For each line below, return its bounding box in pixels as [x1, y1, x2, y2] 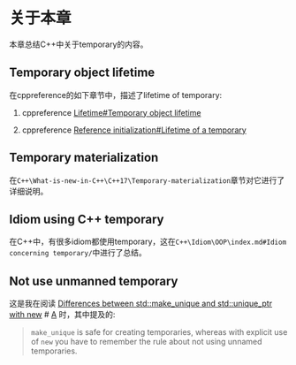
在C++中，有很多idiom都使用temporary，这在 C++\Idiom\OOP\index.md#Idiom [9, 236, 287, 247]
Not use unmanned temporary [9, 273, 178, 288]
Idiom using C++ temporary [9, 211, 164, 226]
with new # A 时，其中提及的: [9, 309, 116, 320]
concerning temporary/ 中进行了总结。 [9, 247, 148, 258]
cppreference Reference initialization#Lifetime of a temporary [21, 125, 247, 135]
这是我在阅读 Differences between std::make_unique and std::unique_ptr [9, 298, 272, 309]
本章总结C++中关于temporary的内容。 [9, 39, 148, 49]
